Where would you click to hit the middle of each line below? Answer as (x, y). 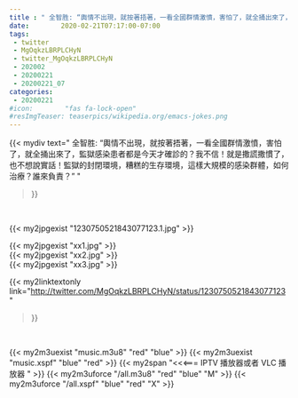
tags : (19, 34)
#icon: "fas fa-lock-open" (73, 108)
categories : (31, 92)
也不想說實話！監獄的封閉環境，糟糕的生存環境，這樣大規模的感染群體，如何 (149, 165)
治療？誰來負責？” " (45, 176)
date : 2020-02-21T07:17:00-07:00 (85, 26)
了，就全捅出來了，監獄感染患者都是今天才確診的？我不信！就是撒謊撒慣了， (149, 154)
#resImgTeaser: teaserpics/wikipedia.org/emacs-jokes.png (118, 116)
